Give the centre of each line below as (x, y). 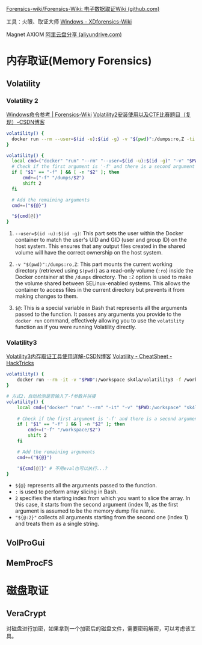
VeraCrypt (26, 613)
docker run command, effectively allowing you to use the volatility (99, 321)
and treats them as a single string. (57, 524)
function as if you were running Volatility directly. (75, 327)
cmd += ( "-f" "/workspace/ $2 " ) (64, 430)
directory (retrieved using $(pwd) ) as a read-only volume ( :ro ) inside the (104, 271)
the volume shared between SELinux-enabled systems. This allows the (103, 283)
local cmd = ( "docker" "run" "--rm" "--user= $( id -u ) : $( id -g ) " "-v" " (101, 161)
